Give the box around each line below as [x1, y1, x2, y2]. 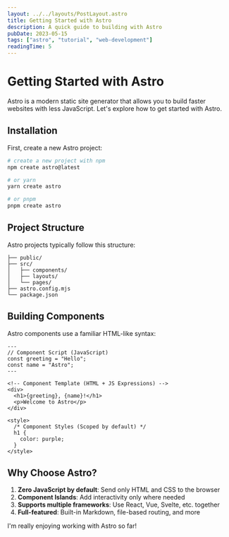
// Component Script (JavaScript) [7, 349, 109, 356]
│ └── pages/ [7, 279, 52, 286]
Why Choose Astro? [7, 467, 97, 479]
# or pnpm [7, 195, 37, 203]
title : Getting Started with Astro [7, 17, 112, 24]
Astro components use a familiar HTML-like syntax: [7, 329, 156, 337]
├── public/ [7, 254, 42, 261]
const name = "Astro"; [7, 361, 74, 368]
